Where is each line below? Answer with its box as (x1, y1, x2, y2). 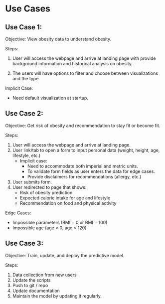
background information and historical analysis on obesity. (12, 61, 133, 66)
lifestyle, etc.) (12, 152, 41, 158)
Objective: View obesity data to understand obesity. (5, 36, 112, 42)
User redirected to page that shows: (12, 184, 87, 190)
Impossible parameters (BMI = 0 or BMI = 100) (12, 219, 108, 225)
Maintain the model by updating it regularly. (12, 293, 102, 299)
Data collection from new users (12, 272, 77, 278)
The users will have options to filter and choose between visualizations (12, 70, 159, 76)
